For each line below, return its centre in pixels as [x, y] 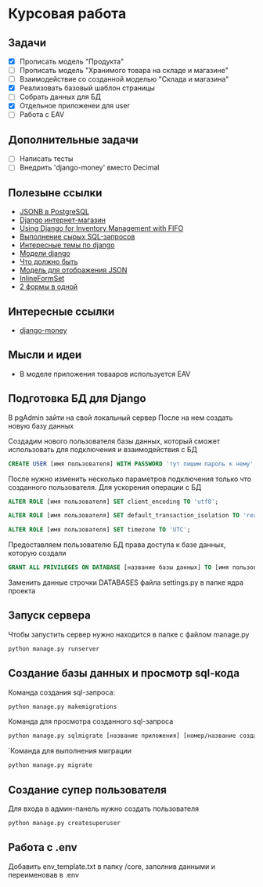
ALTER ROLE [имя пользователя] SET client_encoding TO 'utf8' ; [113, 502]
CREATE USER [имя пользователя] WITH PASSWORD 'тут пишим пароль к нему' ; [133, 464]
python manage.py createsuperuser [65, 823]
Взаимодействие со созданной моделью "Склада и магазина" [124, 79]
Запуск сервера [50, 616]
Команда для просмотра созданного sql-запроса [91, 721]
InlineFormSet [42, 279]
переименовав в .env [44, 874]
